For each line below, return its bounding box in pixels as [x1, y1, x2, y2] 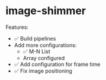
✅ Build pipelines [14, 35, 56, 42]
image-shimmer [5, 4, 86, 18]
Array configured [23, 54, 65, 61]
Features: [5, 24, 29, 31]
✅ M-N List [23, 48, 51, 55]
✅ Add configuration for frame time [14, 61, 101, 68]
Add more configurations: [14, 41, 77, 48]
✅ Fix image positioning [14, 67, 72, 74]
